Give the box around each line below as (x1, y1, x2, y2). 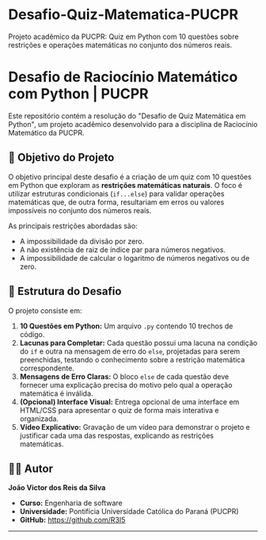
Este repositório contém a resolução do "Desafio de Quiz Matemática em (8, 111, 246, 121)
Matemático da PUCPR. (8, 128, 85, 137)
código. (19, 329, 45, 339)
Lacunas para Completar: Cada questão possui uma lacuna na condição (19, 338, 258, 347)
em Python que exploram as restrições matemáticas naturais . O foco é (8, 180, 243, 190)
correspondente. (19, 363, 75, 373)
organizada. (19, 414, 59, 423)
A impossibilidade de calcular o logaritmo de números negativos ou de (19, 253, 250, 262)
